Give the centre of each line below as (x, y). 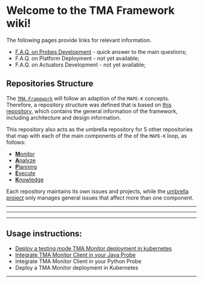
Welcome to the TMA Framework (91, 11)
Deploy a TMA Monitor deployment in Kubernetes (77, 267)
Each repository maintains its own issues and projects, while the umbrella (98, 191)
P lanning (26, 166)
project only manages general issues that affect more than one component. (100, 198)
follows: (16, 142)
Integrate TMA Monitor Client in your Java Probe (75, 255)
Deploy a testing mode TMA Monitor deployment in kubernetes (93, 248)
